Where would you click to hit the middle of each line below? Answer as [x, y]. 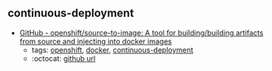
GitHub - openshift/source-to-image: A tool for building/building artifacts [141, 32]
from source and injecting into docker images [96, 41]
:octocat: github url [64, 58]
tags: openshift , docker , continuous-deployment [112, 50]
